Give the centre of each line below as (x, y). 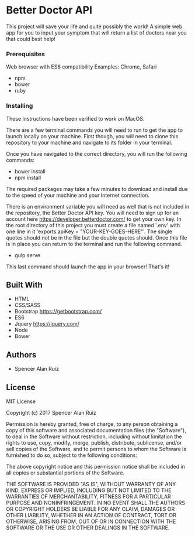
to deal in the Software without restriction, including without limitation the (94, 436)
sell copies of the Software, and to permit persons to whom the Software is (96, 449)
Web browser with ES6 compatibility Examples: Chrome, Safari (81, 67)
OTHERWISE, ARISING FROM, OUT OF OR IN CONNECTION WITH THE (91, 521)
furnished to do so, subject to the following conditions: (72, 455)
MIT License (21, 401)
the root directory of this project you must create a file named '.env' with (93, 225)
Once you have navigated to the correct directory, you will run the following (97, 153)
